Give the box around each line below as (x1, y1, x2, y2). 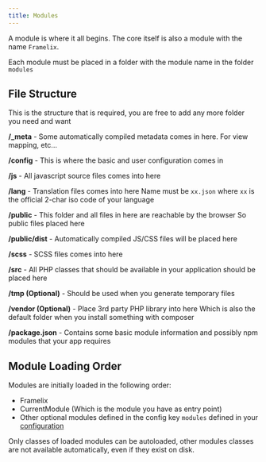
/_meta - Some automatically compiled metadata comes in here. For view (8, 132, 249, 141)
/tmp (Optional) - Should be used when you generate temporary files (8, 289, 236, 298)
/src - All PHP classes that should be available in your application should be (8, 265, 256, 275)
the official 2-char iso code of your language (8, 195, 155, 205)
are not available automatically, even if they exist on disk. (8, 445, 195, 455)
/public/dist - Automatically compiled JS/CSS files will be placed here (8, 234, 238, 244)
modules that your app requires (8, 337, 111, 346)
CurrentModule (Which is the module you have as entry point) (19, 404, 222, 414)
